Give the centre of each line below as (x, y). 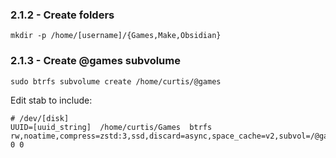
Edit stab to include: (51, 100)
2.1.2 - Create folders (62, 15)
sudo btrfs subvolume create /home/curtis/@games (116, 81)
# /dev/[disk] (40, 118)
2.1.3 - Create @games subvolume (95, 61)
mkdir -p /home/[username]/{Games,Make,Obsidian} (116, 36)
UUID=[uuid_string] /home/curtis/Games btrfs (111, 127)
